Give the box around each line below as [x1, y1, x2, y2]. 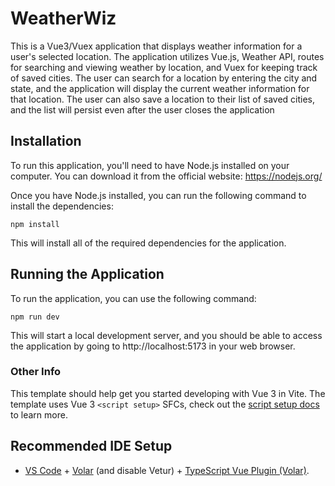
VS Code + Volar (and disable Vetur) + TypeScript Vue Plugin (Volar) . [24, 464, 310, 476]
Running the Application [10, 266, 165, 283]
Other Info [10, 365, 62, 379]
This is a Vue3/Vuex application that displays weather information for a [10, 40, 303, 52]
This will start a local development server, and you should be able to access [10, 329, 323, 341]
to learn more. [10, 408, 68, 421]
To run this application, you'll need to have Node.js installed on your [10, 159, 290, 171]
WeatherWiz [10, 7, 117, 30]
